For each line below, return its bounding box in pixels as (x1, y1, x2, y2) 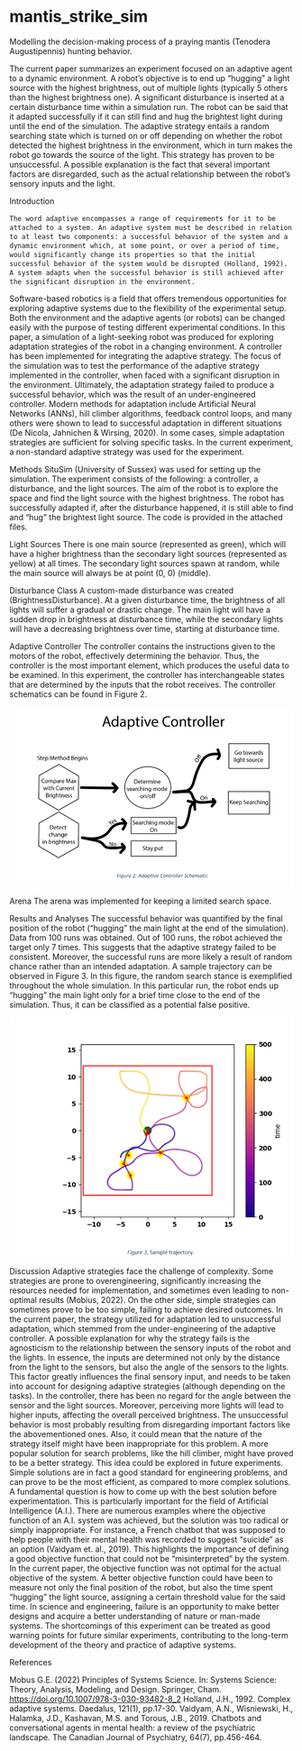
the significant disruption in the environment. (9, 277, 196, 286)
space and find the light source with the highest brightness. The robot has (9, 492, 285, 503)
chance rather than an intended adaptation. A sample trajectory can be (9, 961, 273, 972)
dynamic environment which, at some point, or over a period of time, (9, 241, 280, 250)
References (9, 1656, 52, 1667)
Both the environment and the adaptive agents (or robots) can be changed (9, 312, 286, 323)
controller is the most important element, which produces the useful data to (9, 660, 290, 671)
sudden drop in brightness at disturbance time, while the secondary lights (9, 613, 284, 624)
